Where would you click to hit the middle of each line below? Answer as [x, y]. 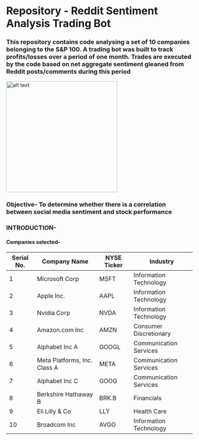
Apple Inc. [51, 296]
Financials [147, 398]
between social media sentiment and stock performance [89, 212]
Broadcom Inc [56, 425]
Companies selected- [33, 242]
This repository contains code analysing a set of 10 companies [98, 42]
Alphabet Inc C [57, 381]
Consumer [148, 326]
